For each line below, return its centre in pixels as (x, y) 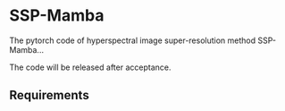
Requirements (49, 95)
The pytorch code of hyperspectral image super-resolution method (133, 40)
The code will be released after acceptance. (90, 67)
